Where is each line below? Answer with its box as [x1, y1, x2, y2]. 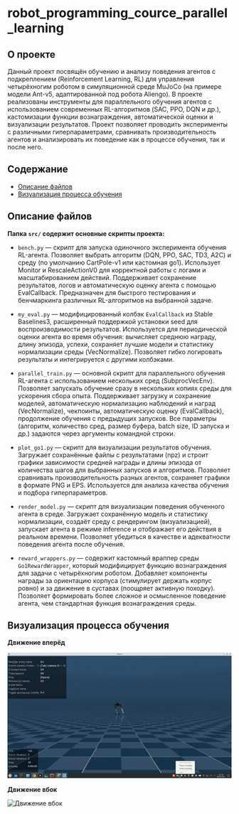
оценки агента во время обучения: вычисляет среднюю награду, [17, 332, 217, 341]
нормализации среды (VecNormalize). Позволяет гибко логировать [17, 347, 223, 356]
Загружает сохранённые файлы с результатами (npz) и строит [17, 450, 208, 459]
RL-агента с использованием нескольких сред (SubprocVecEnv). [17, 376, 215, 385]
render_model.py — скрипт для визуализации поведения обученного [17, 502, 225, 510]
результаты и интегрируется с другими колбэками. [17, 355, 174, 363]
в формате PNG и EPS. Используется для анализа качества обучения [17, 481, 229, 489]
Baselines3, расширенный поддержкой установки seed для [17, 317, 198, 326]
